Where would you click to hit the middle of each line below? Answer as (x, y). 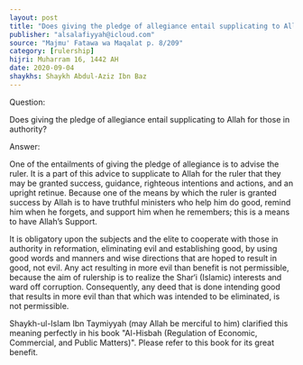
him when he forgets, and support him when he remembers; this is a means (150, 212)
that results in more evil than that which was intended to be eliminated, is (145, 296)
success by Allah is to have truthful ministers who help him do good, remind (150, 202)
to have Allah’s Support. (53, 221)
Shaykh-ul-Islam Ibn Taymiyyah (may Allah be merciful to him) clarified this (149, 323)
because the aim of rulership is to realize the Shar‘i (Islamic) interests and (146, 277)
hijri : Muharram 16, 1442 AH (64, 59)
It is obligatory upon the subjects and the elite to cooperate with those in (144, 239)
